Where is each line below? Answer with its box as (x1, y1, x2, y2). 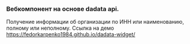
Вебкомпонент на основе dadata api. (6, 5, 119, 13)
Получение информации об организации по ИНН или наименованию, (6, 18, 185, 26)
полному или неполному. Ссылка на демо (6, 24, 114, 32)
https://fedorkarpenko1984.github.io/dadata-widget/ (6, 31, 136, 38)
